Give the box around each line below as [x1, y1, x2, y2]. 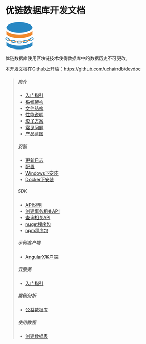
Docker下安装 [25, 176, 54, 182]
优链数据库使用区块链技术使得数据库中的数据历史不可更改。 [5, 55, 130, 61]
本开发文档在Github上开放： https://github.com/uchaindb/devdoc [5, 66, 141, 72]
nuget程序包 [25, 220, 51, 227]
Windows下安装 [25, 169, 59, 176]
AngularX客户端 [25, 254, 59, 260]
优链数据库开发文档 [5, 5, 86, 16]
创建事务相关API [25, 208, 60, 214]
